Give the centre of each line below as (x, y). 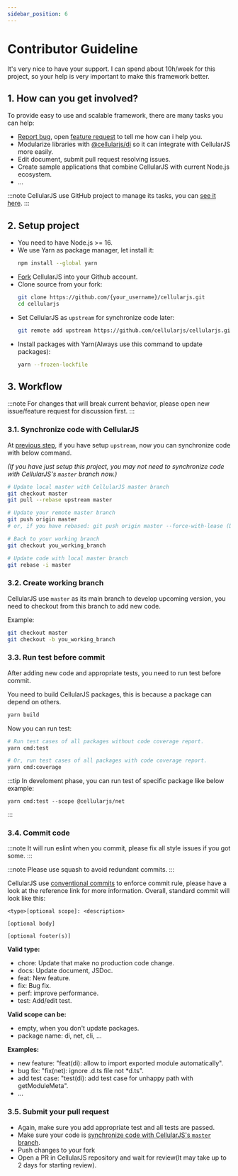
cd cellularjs (38, 304)
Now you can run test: (40, 728)
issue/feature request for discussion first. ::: (71, 411)
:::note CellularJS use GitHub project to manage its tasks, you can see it (112, 196)
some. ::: (20, 856)
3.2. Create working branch (56, 583)
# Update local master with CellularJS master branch (89, 487)
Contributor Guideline (73, 49)
